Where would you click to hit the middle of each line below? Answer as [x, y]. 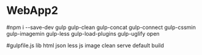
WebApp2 [32, 11]
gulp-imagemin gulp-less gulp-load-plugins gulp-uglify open [83, 33]
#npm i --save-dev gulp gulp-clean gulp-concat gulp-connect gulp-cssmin [101, 27]
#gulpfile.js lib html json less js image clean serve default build [85, 45]
